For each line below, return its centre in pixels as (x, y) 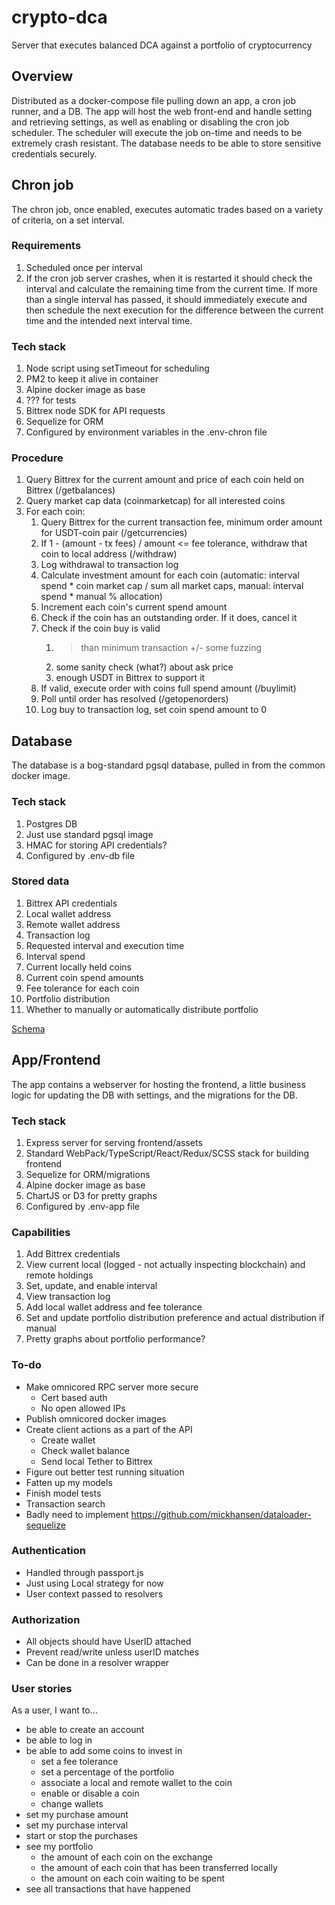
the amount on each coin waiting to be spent (133, 1878)
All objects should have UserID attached (108, 1642)
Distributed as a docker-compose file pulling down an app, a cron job (154, 100)
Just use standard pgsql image (89, 834)
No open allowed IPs (83, 1408)
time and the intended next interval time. (109, 320)
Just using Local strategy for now (94, 1583)
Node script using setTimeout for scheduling (117, 368)
